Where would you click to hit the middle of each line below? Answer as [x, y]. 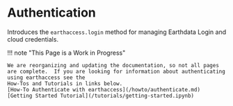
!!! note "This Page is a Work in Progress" [66, 53]
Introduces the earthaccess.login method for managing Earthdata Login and [117, 32]
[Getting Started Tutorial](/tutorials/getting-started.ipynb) [101, 96]
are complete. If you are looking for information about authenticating [116, 71]
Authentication [51, 13]
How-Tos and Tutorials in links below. [65, 83]
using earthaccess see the [46, 78]
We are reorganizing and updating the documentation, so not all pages [113, 65]
